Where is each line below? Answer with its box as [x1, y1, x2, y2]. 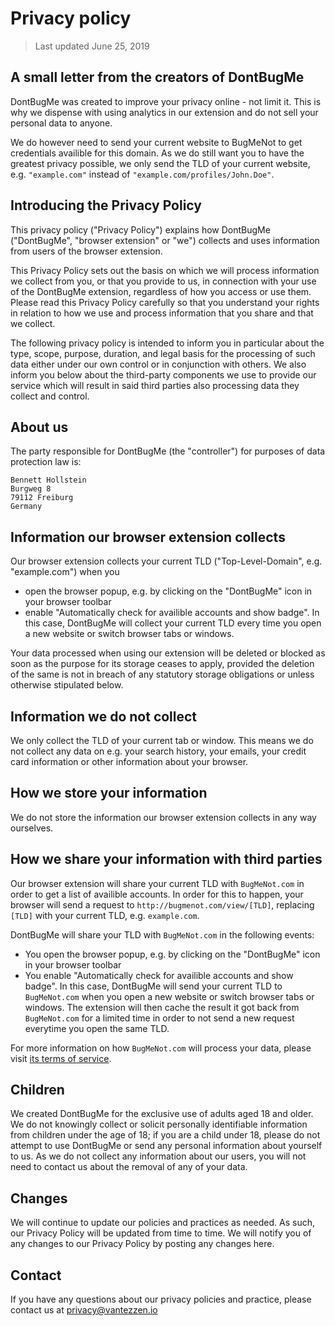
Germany [10, 502, 43, 512]
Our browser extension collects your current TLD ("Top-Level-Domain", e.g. [10, 555, 323, 567]
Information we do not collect [10, 708, 198, 725]
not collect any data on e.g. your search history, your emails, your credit [10, 745, 307, 757]
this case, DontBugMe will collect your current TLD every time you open [24, 617, 322, 629]
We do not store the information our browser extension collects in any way [10, 811, 317, 823]
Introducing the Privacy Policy [10, 197, 202, 214]
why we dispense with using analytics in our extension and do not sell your [10, 106, 319, 118]
